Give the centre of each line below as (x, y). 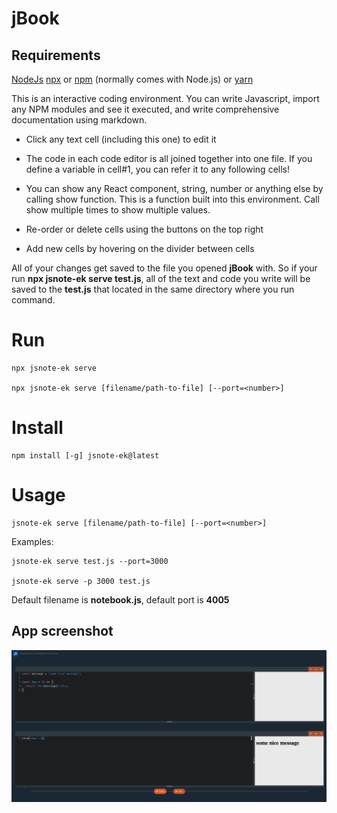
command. (33, 300)
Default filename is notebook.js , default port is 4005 (120, 599)
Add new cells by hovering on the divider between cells (140, 248)
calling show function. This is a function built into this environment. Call (172, 199)
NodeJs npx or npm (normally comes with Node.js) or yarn (132, 79)
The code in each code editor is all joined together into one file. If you (169, 158)
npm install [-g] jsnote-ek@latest (85, 455)
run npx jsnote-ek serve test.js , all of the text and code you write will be (161, 278)
